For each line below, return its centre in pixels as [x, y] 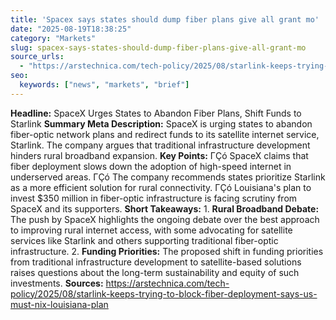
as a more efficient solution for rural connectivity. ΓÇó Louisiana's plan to [161, 187]
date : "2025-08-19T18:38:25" [71, 29]
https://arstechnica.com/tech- [167, 283]
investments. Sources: [57, 283]
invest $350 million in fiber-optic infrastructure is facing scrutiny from [154, 198]
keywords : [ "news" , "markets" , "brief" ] [104, 85]
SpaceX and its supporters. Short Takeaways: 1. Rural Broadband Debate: [165, 208]
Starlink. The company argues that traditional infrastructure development [160, 145]
